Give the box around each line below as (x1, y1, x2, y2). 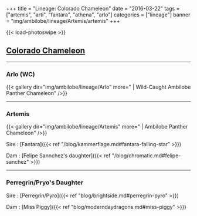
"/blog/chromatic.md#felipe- (111, 152, 181, 159)
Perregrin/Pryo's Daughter (6, 178, 84, 187)
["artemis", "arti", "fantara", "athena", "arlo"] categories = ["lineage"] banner (6, 11, 191, 18)
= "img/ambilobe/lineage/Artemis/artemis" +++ (6, 18, 120, 24)
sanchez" (6, 158, 29, 166)
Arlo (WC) (6, 70, 35, 78)
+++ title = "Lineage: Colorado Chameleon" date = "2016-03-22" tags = (6, 5, 180, 12)
